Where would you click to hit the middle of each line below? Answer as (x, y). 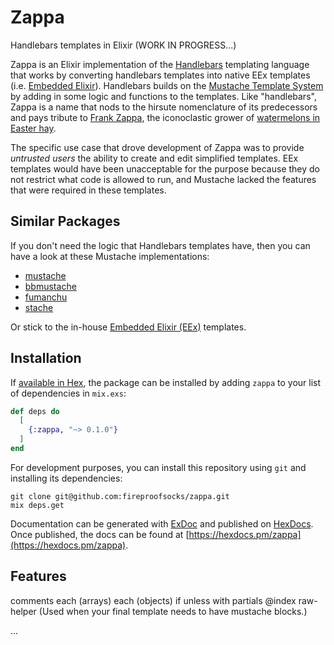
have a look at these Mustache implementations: (110, 256)
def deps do (35, 411)
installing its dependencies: (66, 478)
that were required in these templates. (88, 190)
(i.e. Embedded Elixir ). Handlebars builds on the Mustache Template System (167, 85)
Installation (46, 358)
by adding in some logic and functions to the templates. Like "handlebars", (163, 96)
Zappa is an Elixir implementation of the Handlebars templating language (160, 64)
